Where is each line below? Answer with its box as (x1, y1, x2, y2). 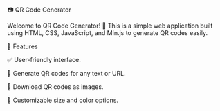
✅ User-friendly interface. (7, 56, 81, 63)
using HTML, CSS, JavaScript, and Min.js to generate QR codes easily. (7, 29, 208, 37)
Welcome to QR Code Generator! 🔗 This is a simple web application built (7, 21, 213, 30)
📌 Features (7, 42, 38, 50)
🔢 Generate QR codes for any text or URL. (7, 70, 126, 77)
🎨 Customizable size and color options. (7, 96, 119, 104)
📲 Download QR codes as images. (7, 83, 104, 91)
